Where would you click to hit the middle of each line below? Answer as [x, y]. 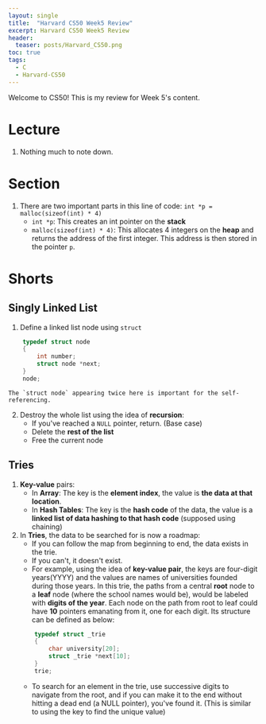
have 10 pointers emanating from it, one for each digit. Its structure [141, 611]
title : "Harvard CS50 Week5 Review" [71, 23]
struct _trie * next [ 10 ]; [90, 656]
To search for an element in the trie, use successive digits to [130, 686]
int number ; [57, 356]
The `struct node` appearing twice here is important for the [113, 393]
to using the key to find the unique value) [98, 711]
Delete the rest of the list [73, 431]
